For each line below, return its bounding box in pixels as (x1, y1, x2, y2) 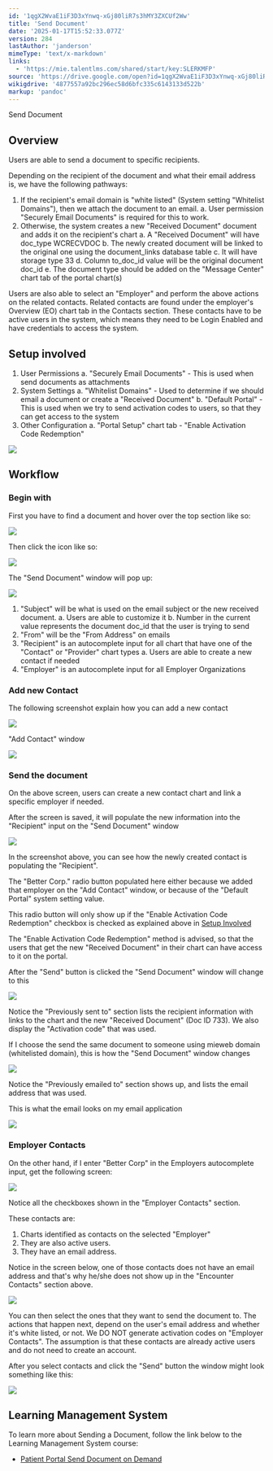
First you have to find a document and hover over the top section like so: (8, 510, 251, 521)
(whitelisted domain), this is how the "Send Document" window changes (8, 1049, 250, 1059)
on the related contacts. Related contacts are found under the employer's (8, 298, 254, 308)
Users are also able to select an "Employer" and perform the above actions (8, 289, 259, 299)
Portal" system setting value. (8, 894, 105, 904)
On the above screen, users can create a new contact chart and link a (8, 788, 241, 798)
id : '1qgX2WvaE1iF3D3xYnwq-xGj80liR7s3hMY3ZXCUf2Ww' (8, 11, 191, 20)
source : (8, 72, 35, 81)
